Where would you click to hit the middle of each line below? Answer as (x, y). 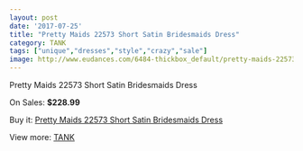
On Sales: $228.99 (45, 102)
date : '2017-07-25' (46, 26)
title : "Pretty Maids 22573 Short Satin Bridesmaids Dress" (125, 34)
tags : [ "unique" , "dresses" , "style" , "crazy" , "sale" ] (108, 51)
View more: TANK (42, 137)
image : (22, 59)
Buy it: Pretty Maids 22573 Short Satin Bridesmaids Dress (116, 120)
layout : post (34, 18)
